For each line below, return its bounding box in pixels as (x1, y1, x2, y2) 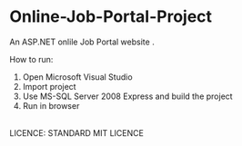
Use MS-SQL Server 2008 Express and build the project (22, 91, 234, 102)
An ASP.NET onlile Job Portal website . (9, 36, 155, 47)
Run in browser (22, 100, 80, 111)
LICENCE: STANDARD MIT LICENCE (9, 127, 144, 138)
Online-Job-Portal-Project (9, 6, 212, 27)
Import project (22, 81, 76, 92)
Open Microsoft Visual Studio (22, 71, 134, 83)
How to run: (9, 54, 54, 64)
